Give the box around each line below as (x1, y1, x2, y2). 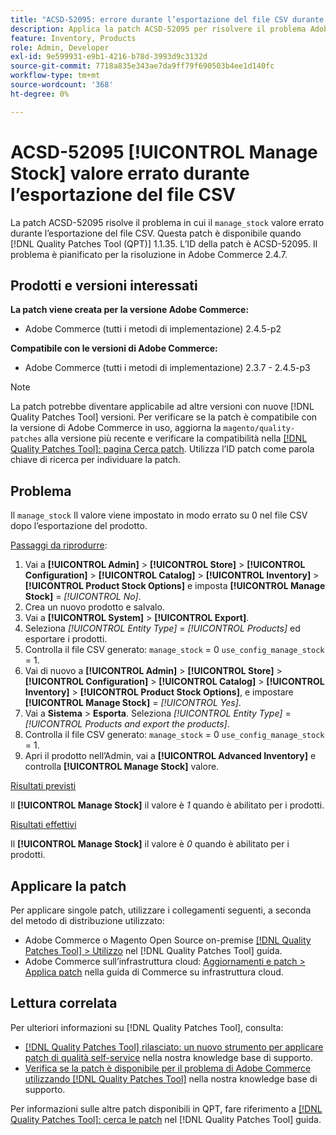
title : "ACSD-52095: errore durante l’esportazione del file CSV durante (10, 14, 325, 25)
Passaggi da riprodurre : (10, 539, 108, 551)
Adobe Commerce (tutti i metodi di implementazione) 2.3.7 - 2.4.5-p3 (24, 362, 311, 374)
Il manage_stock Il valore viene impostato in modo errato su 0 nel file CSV (10, 509, 308, 521)
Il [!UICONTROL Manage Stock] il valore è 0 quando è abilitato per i (10, 838, 290, 850)
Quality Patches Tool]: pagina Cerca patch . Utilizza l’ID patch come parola (10, 443, 315, 455)
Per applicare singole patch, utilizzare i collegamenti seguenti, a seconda (10, 904, 312, 916)
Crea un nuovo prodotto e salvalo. (24, 601, 165, 613)
